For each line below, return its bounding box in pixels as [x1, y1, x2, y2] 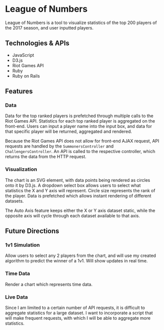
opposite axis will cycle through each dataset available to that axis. [5, 212, 140, 219]
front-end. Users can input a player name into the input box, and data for [5, 124, 152, 129]
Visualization [5, 166, 37, 173]
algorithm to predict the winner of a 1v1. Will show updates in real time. [5, 258, 148, 264]
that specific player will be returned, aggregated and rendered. [5, 128, 133, 134]
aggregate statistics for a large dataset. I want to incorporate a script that [5, 310, 153, 316]
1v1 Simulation [5, 242, 40, 249]
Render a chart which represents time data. [5, 281, 93, 287]
